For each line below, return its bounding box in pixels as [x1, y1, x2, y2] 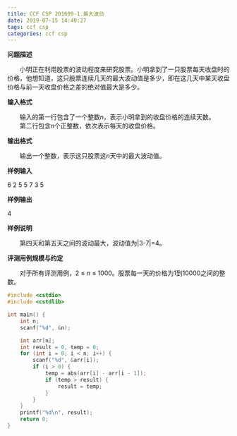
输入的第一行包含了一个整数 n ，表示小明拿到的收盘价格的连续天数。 [19, 113, 215, 121]
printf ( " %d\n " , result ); [20, 409, 93, 416]
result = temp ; [57, 382, 102, 390]
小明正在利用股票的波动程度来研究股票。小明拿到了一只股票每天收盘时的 [19, 65, 230, 74]
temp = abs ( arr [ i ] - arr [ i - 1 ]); [44, 370, 147, 377]
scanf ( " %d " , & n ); [20, 324, 71, 332]
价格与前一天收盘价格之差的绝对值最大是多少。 [7, 83, 143, 92]
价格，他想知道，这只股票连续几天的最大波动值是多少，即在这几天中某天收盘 [7, 74, 230, 83]
